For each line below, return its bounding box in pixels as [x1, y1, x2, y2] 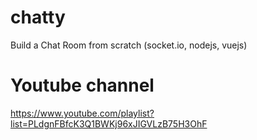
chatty [10, 6, 66, 29]
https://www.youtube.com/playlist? [10, 107, 155, 119]
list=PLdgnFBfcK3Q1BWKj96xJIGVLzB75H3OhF [10, 117, 208, 130]
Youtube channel [10, 74, 155, 97]
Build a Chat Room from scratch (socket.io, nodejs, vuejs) [10, 39, 248, 51]
